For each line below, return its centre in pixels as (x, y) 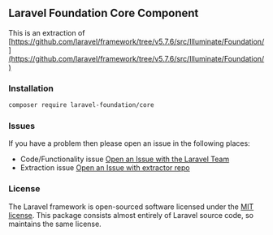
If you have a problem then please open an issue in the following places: (129, 143)
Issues (22, 126)
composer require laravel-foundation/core (81, 105)
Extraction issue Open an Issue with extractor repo (105, 168)
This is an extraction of (47, 32)
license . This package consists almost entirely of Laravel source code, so (131, 215)
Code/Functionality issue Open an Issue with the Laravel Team (125, 159)
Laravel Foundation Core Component (104, 13)
